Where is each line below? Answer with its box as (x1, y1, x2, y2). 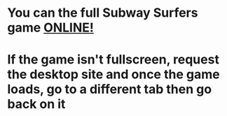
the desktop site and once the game (7, 66, 220, 82)
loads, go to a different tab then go (7, 82, 212, 97)
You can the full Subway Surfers (7, 5, 198, 21)
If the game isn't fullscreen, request (7, 52, 219, 68)
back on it (7, 96, 66, 113)
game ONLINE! (7, 20, 95, 36)
